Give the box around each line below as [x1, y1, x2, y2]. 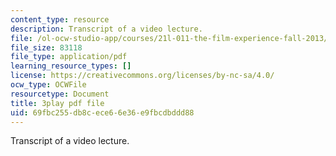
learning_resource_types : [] [10, 61, 132, 71]
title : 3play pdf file [10, 98, 105, 108]
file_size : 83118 [10, 42, 83, 53]
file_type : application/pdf [10, 52, 128, 62]
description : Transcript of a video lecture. [10, 24, 203, 34]
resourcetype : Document [10, 89, 110, 99]
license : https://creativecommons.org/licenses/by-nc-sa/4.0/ [10, 71, 275, 81]
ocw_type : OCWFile [10, 80, 87, 90]
